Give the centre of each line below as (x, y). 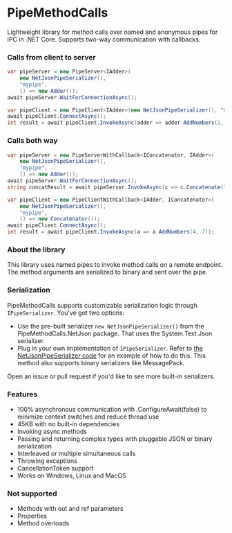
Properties (32, 516)
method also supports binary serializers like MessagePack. (101, 362)
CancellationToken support (55, 468)
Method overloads (43, 523)
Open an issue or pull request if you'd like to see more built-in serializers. (111, 376)
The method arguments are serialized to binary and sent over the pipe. (107, 272)
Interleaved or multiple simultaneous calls (76, 453)
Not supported (32, 493)
